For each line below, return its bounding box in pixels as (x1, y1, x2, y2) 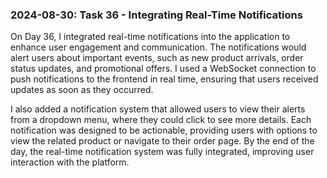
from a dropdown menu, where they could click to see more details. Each (10, 114, 312, 126)
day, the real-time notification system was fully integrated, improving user (10, 146, 315, 158)
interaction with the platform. (10, 156, 130, 168)
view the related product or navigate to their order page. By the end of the (10, 135, 315, 147)
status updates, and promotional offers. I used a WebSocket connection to (10, 63, 317, 75)
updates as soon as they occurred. (10, 84, 154, 96)
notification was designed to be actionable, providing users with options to (10, 124, 318, 137)
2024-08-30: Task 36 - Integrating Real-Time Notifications (10, 8, 303, 22)
